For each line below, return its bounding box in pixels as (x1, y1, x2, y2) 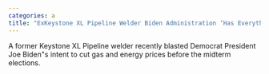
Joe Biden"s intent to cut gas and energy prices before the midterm (8, 49, 231, 59)
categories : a (8, 11, 56, 20)
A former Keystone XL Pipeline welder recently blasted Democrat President (8, 41, 256, 50)
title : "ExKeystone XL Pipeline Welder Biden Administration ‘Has (8, 19, 235, 27)
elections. (8, 57, 41, 68)
